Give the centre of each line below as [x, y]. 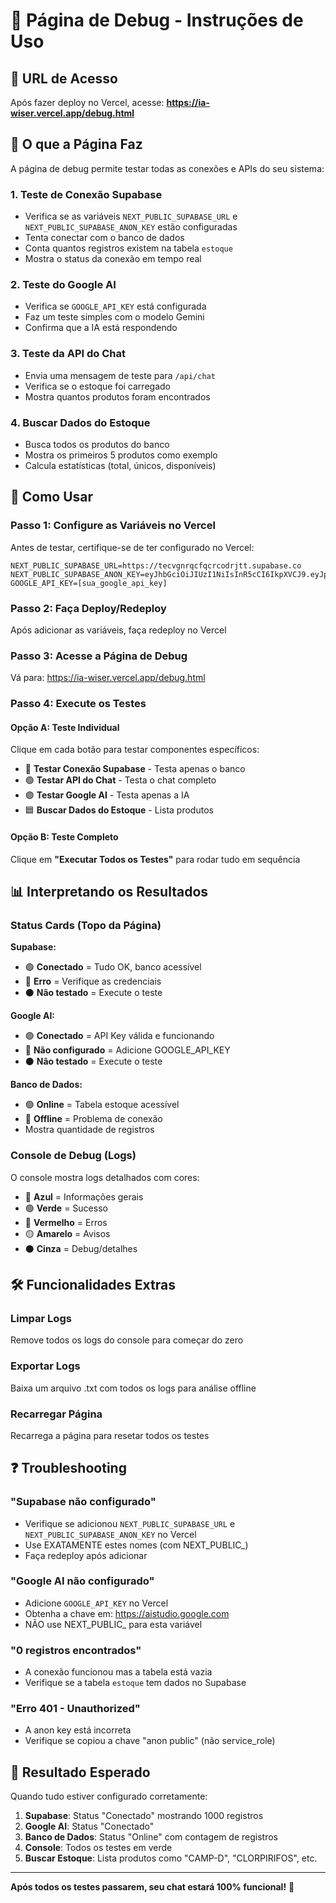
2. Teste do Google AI [63, 285]
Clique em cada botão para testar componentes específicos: [135, 750]
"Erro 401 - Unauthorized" [75, 1709]
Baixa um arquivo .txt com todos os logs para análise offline [133, 1388]
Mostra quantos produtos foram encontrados [117, 396]
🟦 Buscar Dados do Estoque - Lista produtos [119, 810]
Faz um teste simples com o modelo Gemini [114, 317]
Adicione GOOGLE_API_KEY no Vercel [96, 1603]
